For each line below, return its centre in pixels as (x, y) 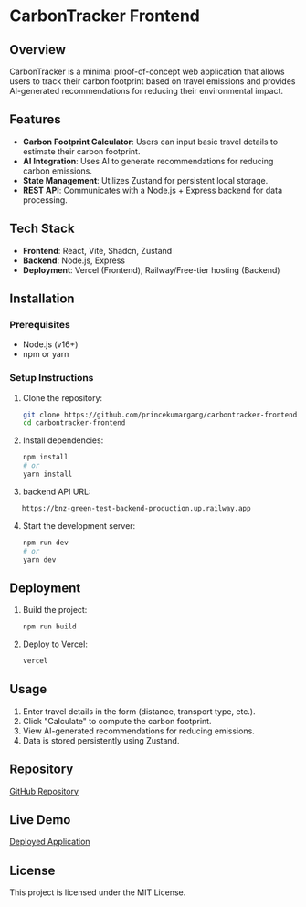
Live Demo (40, 820)
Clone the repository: (63, 397)
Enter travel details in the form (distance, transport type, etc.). (139, 711)
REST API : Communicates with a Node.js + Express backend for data (153, 190)
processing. (45, 200)
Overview (38, 50)
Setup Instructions (52, 378)
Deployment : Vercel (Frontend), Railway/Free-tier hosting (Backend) (151, 269)
